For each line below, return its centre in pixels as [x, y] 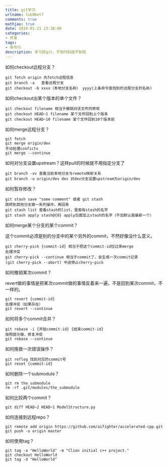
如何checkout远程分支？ [30, 67]
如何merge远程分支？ [27, 129]
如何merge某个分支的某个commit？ [42, 225]
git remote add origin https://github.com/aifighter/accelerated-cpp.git [84, 426]
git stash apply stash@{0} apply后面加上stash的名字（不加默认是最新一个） [79, 215]
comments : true [21, 19]
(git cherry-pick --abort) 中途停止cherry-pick [55, 262]
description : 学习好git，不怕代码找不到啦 [46, 52]
